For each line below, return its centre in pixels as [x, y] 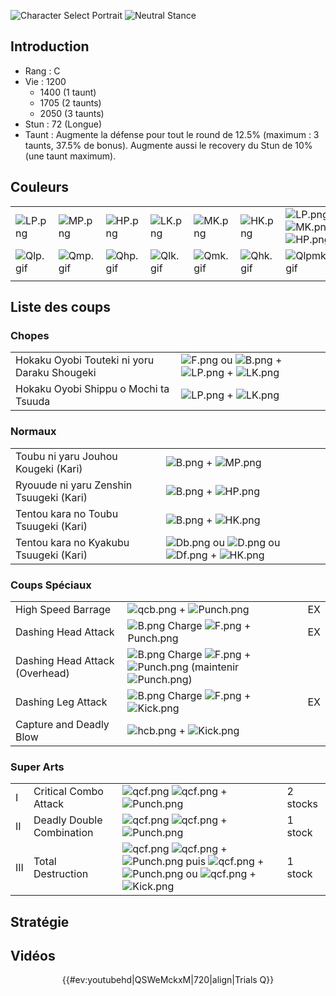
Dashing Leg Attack [61, 702]
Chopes [30, 335]
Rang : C [42, 71]
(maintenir [215, 667]
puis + [225, 862]
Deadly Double [68, 820]
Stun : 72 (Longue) [63, 124]
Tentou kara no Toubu [67, 513]
